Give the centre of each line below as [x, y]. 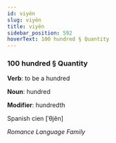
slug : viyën [24, 20]
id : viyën [21, 13]
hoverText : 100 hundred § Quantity [58, 39]
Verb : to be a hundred [39, 78]
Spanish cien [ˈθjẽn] [35, 119]
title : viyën [26, 26]
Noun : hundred [29, 92]
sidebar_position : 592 [40, 33]
